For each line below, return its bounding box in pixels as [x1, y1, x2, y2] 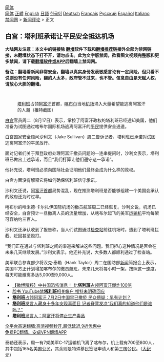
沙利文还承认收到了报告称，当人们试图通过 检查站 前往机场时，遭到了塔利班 [5, 226, 155, 233]
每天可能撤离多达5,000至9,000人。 [5, 272, 76, 277]
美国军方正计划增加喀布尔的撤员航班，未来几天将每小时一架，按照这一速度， [5, 265, 159, 272]
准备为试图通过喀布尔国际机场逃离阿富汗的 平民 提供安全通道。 [5, 123, 129, 129]
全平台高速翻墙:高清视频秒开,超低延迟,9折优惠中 [5, 323, 102, 329]
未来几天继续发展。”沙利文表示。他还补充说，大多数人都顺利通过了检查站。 [5, 249, 155, 255]
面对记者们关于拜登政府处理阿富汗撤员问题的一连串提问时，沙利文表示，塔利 [5, 150, 159, 156]
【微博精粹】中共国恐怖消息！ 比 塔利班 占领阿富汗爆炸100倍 [12, 282, 132, 288]
